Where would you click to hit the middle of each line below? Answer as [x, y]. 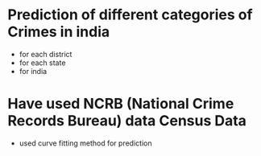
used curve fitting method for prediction [85, 143]
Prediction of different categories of [130, 15]
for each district [46, 54]
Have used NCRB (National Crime [121, 104]
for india [33, 71]
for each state [42, 63]
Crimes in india [59, 32]
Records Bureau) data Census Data [127, 121]
